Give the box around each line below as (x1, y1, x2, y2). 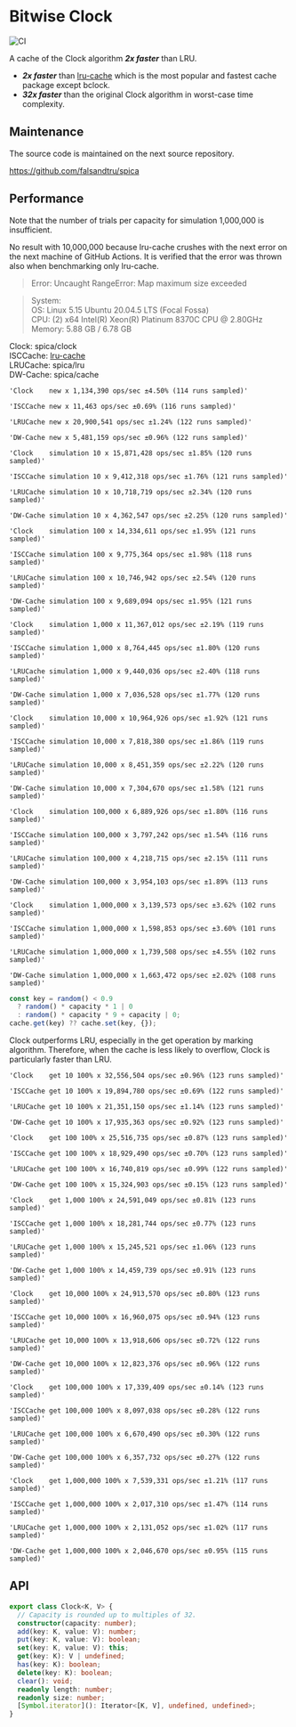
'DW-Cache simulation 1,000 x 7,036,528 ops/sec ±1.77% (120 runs (9, 690, 260, 699)
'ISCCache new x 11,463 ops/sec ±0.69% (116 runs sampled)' (9, 402, 237, 411)
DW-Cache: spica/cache (9, 369, 100, 379)
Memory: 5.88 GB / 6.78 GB (30, 323, 132, 334)
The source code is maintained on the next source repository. (9, 148, 235, 159)
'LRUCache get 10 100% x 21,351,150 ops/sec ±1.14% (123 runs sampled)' (9, 1103, 284, 1112)
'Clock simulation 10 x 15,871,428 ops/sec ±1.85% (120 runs (9, 448, 252, 458)
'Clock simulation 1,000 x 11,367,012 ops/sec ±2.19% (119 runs (9, 620, 265, 629)
